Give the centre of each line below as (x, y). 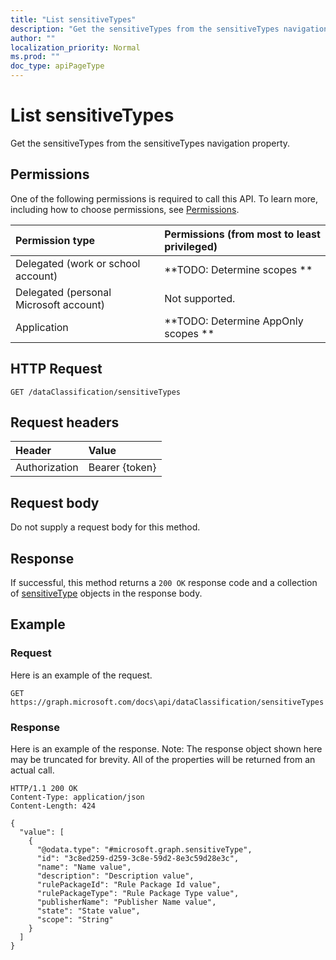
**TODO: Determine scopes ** (238, 269)
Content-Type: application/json (77, 797)
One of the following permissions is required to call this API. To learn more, (164, 198)
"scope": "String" (75, 919)
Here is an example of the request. (81, 675)
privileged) (191, 246)
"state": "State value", (88, 911)
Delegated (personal (63, 292)
